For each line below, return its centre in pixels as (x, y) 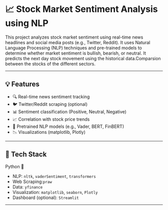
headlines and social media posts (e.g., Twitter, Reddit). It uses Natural (78, 42)
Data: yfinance (27, 187)
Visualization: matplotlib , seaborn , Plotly (55, 192)
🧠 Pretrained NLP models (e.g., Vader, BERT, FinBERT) (68, 126)
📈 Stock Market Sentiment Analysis (82, 9)
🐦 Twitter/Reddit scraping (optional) (50, 104)
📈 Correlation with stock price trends (51, 119)
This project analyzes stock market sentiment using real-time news (74, 37)
